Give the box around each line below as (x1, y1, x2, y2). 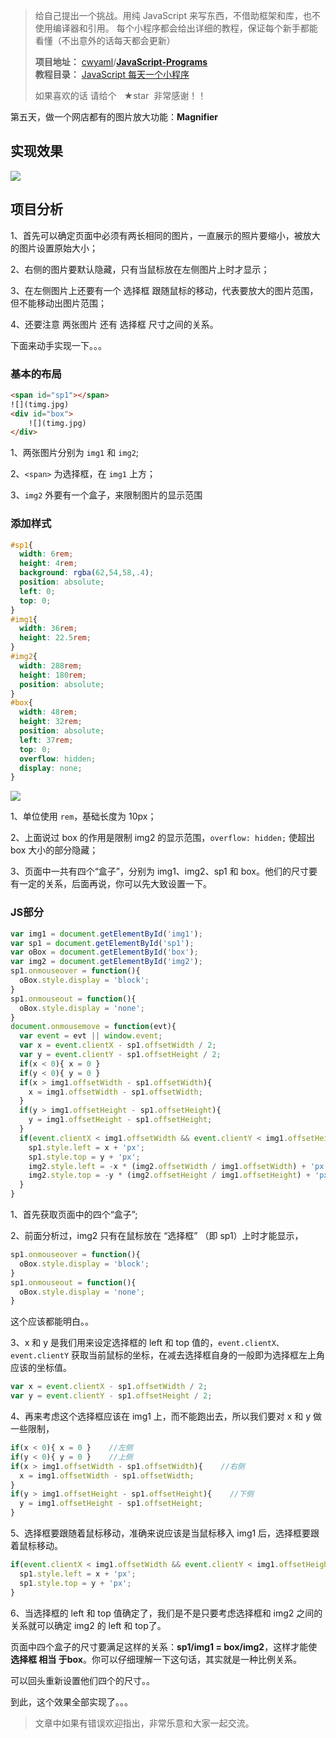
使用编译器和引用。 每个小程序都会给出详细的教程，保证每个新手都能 (34, 22, 318, 34)
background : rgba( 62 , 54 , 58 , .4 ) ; (19, 568, 155, 578)
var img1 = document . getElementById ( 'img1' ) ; (10, 929, 203, 939)
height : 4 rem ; (19, 559, 78, 569)
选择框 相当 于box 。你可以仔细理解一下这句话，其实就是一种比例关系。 (10, 1653, 302, 1665)
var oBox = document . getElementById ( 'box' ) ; (10, 947, 199, 958)
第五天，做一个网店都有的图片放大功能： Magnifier (10, 111, 219, 123)
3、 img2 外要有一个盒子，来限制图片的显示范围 (10, 489, 203, 501)
